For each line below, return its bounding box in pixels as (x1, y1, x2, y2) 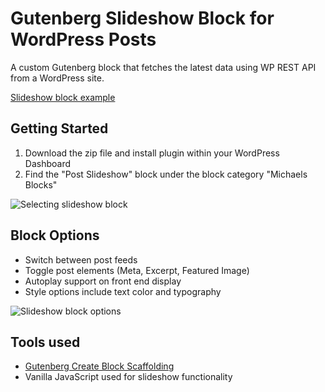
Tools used (10, 333, 81, 351)
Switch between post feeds (24, 253, 138, 266)
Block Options (10, 227, 100, 244)
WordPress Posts (10, 28, 157, 51)
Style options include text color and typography (24, 285, 222, 297)
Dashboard (24, 157, 72, 169)
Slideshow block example (10, 91, 116, 103)
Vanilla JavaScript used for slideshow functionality (24, 371, 233, 383)
